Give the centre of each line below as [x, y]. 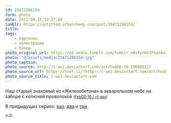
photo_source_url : [25, 72]
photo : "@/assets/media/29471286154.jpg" [50, 57]
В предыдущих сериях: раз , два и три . [47, 106]
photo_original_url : [27, 53]
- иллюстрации [29, 43]
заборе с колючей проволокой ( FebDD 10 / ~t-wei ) [56, 96]
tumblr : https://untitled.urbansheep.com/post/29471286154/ [70, 24]
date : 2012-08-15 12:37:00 [34, 19]
